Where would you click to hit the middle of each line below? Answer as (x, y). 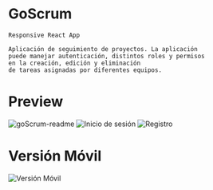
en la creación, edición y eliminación (75, 63)
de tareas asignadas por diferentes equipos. (85, 70)
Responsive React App (44, 35)
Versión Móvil (55, 156)
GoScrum (40, 14)
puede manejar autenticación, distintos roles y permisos (106, 56)
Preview (36, 102)
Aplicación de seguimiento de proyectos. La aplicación (103, 49)
